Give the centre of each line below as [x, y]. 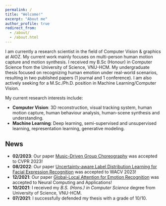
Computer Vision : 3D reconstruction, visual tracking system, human [82, 107]
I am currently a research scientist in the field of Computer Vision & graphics [83, 51]
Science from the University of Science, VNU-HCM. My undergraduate [77, 67]
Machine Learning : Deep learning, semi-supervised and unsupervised [84, 123]
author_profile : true [28, 24]
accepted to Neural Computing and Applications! [62, 182]
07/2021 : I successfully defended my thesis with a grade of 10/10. [80, 198]
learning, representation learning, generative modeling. [68, 128]
